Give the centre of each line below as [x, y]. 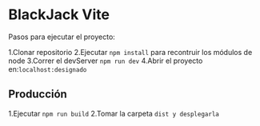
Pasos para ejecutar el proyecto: [62, 37]
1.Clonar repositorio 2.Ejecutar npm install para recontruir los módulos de [130, 52]
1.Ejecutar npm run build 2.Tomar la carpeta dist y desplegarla [114, 113]
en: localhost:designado [48, 69]
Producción [38, 94]
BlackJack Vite [59, 15]
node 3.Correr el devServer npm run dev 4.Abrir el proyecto [106, 61]
